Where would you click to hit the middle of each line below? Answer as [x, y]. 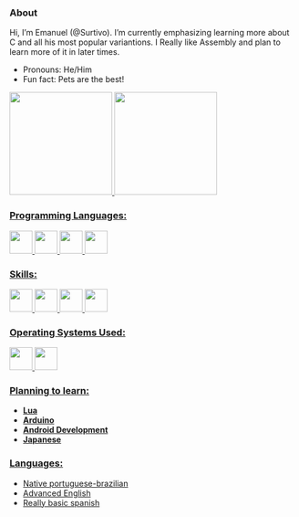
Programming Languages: [68, 216]
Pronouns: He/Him [57, 69]
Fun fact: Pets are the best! [73, 79]
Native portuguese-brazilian [75, 483]
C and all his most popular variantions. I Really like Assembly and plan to [145, 42]
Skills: [24, 274]
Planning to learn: [49, 391]
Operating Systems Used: [67, 332]
